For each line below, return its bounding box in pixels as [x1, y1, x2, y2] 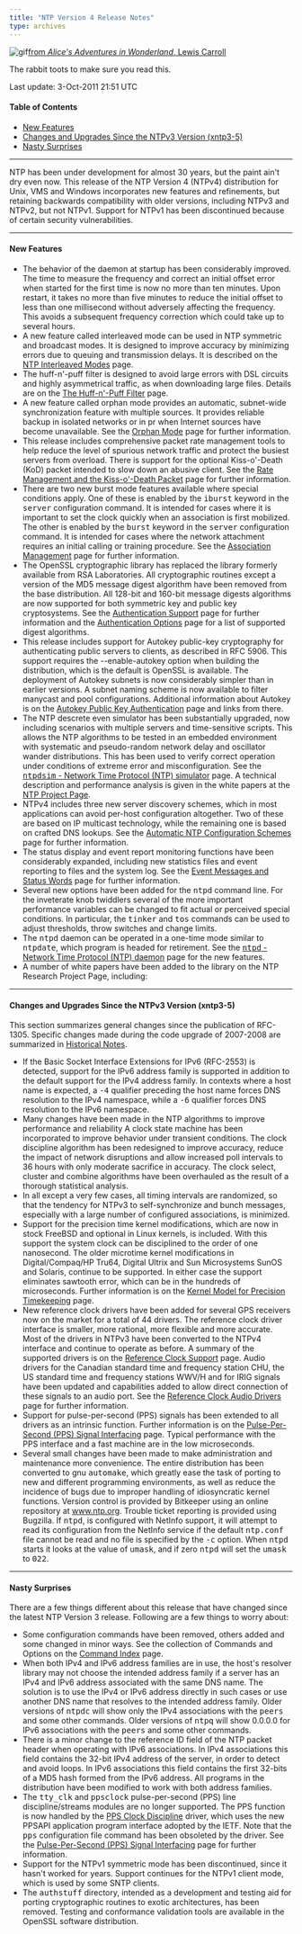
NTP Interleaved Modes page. [22, 359, 134, 370]
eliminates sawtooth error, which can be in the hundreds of [22, 1276, 241, 1287]
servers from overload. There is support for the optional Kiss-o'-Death [22, 454, 283, 465]
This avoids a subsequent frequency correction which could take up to [22, 311, 285, 322]
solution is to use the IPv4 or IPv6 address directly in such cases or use [22, 1687, 288, 1697]
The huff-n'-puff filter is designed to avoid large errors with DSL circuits [22, 368, 289, 379]
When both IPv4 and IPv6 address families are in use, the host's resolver [22, 1658, 292, 1669]
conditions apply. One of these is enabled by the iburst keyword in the [22, 492, 289, 504]
